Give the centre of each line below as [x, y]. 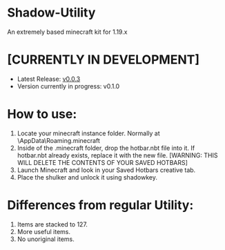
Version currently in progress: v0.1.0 [68, 86]
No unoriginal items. [46, 239]
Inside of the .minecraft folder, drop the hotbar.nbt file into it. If [106, 148]
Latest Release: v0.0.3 [49, 79]
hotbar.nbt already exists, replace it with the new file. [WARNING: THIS [117, 155]
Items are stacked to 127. [52, 224]
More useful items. [44, 231]
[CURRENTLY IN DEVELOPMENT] [104, 60]
